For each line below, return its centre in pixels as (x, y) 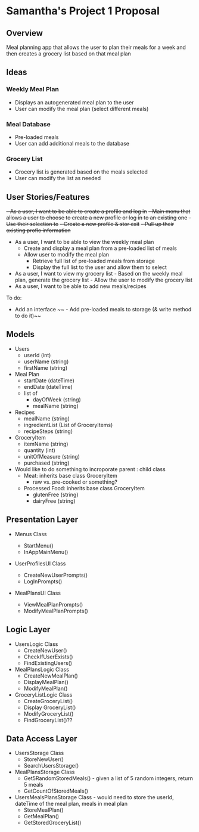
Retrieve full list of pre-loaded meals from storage (94, 261)
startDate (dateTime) (49, 381)
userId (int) (37, 355)
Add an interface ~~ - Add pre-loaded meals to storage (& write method (103, 310)
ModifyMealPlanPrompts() (56, 611)
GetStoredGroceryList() (52, 823)
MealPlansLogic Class (42, 669)
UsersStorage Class (39, 753)
